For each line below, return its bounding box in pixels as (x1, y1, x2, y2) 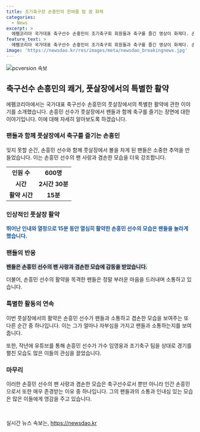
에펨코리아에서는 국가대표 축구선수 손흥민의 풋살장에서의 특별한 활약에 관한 (6, 101, 180, 108)
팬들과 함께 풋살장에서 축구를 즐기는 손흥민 (6, 132, 120, 140)
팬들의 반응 (6, 249, 36, 257)
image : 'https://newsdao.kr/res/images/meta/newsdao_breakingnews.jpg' (6, 48, 187, 54)
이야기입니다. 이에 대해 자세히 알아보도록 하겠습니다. (6, 115, 127, 123)
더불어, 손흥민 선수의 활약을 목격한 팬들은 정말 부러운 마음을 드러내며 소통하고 (6, 276, 186, 283)
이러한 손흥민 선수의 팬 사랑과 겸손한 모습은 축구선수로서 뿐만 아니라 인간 (6, 380, 174, 387)
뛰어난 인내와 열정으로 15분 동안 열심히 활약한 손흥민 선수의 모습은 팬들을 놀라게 (6, 225, 189, 232)
